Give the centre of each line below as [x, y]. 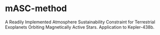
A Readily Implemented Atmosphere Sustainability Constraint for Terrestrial [80, 22]
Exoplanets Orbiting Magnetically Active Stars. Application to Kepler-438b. [80, 27]
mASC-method [36, 9]
